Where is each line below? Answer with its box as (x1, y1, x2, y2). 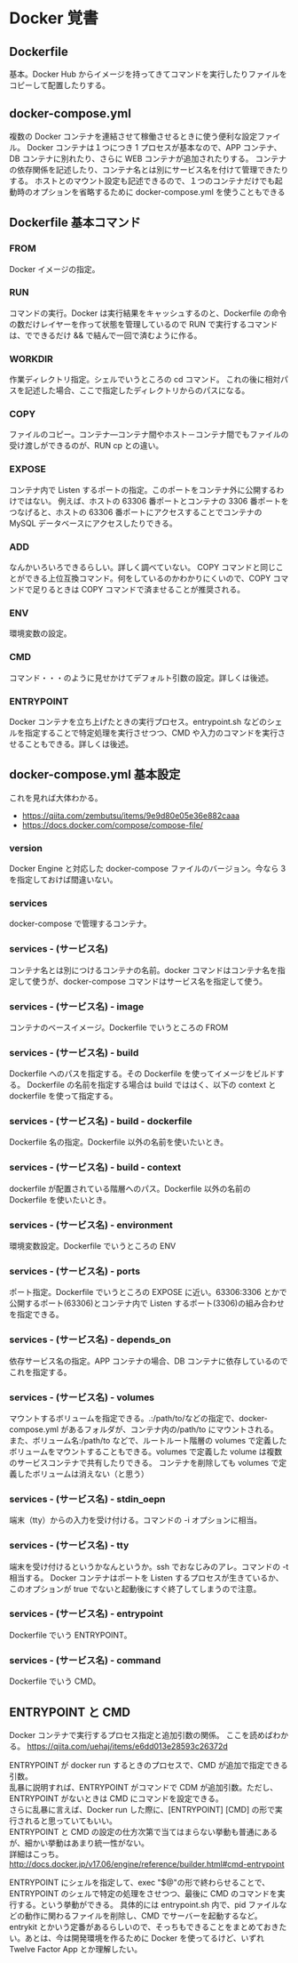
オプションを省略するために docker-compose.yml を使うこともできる (32, 186, 286, 197)
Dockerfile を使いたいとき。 (9, 1194, 111, 1205)
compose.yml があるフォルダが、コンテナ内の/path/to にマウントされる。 (9, 1424, 278, 1435)
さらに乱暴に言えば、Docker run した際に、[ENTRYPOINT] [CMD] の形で (9, 1804, 276, 1814)
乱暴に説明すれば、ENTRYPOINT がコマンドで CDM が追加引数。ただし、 (9, 1782, 278, 1792)
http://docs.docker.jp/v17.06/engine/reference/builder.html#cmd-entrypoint (9, 1858, 286, 1869)
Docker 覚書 (9, 8, 99, 28)
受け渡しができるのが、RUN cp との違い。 (9, 440, 164, 451)
